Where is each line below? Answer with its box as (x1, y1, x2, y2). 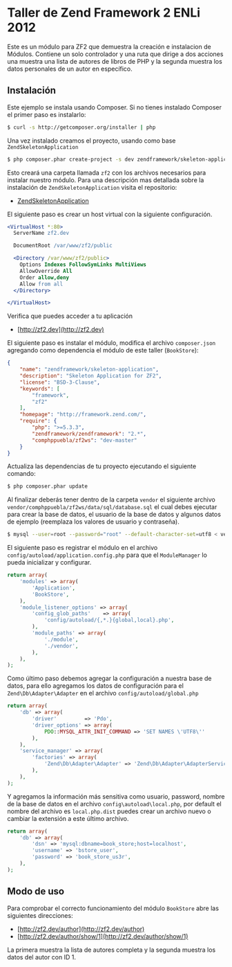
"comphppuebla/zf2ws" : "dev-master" (32, 436, 137, 444)
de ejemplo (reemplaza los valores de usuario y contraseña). (7, 517, 180, 526)
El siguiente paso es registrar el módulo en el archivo (7, 544, 158, 552)
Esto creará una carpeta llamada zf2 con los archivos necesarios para (7, 168, 206, 177)
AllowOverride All (19, 267, 72, 274)
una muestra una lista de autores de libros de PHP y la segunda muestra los (7, 57, 222, 65)
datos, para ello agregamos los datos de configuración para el (7, 682, 184, 690)
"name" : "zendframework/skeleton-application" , (19, 366, 159, 373)
